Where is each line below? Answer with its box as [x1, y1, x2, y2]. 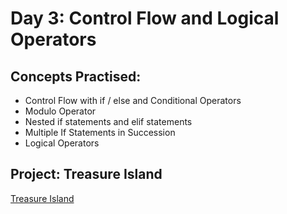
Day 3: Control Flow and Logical [10, 7, 280, 30]
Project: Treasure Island [10, 166, 163, 183]
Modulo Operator [24, 105, 97, 117]
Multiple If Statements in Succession [24, 127, 176, 138]
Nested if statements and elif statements [24, 116, 193, 127]
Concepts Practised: [10, 68, 142, 85]
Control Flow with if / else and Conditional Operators [24, 95, 242, 106]
